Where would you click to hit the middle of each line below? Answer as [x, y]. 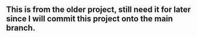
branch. [21, 28]
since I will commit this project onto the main [90, 19]
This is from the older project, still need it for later [98, 10]
